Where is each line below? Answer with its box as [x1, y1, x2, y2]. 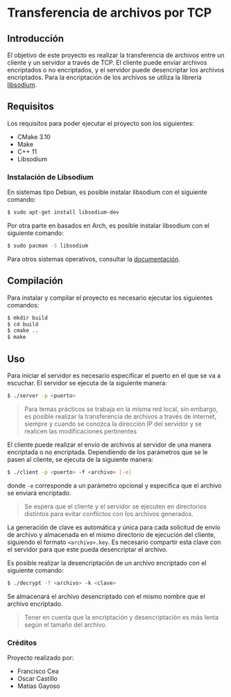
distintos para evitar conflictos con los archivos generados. [24, 509, 194, 518]
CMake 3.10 [17, 132, 51, 141]
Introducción [7, 33, 65, 45]
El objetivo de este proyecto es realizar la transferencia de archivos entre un [7, 51, 225, 59]
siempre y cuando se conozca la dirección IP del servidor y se [24, 419, 203, 428]
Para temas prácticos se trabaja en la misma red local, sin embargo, [24, 405, 219, 413]
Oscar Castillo [17, 674, 58, 682]
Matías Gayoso [17, 682, 60, 690]
